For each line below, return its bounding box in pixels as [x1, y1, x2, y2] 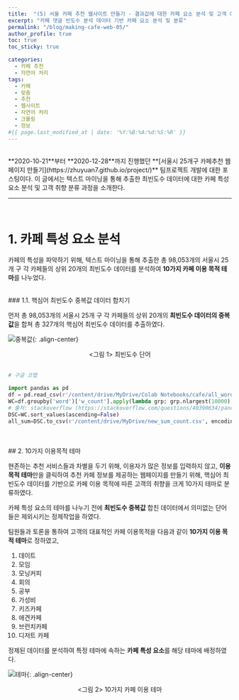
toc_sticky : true [8, 43, 60, 50]
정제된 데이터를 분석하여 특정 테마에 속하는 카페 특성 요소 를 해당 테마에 [8, 646, 203, 655]
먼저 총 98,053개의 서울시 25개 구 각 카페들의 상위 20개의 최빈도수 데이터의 [8, 311, 218, 320]
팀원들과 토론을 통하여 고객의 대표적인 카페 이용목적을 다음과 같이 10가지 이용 [8, 527, 221, 535]
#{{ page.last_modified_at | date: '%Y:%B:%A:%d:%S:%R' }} [8, 128, 187, 135]
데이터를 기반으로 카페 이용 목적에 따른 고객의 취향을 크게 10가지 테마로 [26, 479, 223, 488]
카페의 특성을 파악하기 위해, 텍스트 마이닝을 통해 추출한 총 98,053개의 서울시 [8, 256, 220, 265]
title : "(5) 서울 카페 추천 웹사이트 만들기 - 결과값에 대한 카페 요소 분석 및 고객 [8, 10, 227, 18]
